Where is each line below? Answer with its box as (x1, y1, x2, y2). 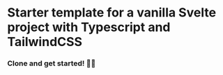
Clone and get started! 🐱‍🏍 (7, 58, 96, 68)
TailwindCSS (7, 34, 82, 50)
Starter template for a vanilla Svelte (7, 5, 217, 21)
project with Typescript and (7, 19, 171, 35)
